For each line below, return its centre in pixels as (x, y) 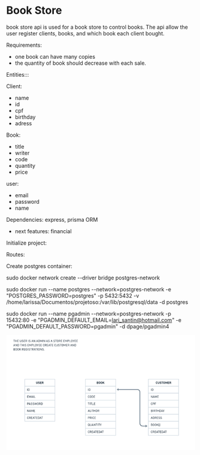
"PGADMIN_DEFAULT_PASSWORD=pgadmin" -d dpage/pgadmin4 (88, 326)
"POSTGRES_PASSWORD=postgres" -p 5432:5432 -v (73, 296)
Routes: (16, 254)
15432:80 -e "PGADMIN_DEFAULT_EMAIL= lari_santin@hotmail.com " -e (94, 320)
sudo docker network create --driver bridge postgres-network (83, 278)
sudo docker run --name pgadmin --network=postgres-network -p (89, 314)
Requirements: (24, 45)
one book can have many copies (55, 56)
